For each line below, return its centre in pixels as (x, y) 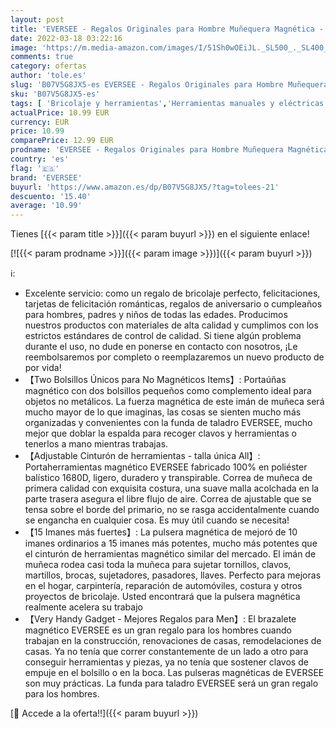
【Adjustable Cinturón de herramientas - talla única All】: (142, 456)
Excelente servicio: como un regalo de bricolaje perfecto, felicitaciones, (172, 293)
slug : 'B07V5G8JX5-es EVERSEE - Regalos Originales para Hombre (147, 85)
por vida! (43, 368)
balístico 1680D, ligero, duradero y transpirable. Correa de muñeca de (168, 478)
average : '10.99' (46, 206)
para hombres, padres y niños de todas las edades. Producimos (156, 315)
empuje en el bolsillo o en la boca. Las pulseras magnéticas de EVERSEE (174, 673)
